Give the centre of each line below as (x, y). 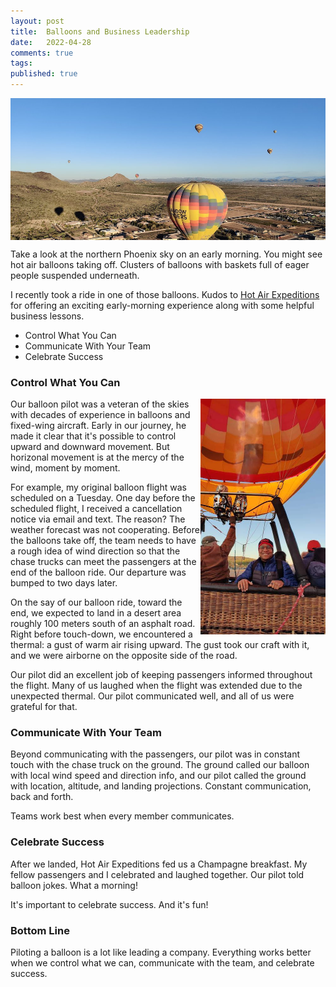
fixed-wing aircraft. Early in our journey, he (98, 426)
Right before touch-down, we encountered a (101, 634)
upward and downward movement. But (90, 447)
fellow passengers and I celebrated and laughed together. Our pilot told (157, 874)
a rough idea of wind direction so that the (95, 551)
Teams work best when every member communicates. (122, 816)
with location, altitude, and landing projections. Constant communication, (161, 786)
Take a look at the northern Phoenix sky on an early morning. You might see (166, 254)
